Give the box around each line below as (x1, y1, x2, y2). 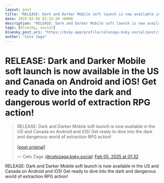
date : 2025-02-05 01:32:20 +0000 (5, 16, 73, 21)
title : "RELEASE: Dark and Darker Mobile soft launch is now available (5, 12, 154, 17)
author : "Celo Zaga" (5, 35, 47, 40)
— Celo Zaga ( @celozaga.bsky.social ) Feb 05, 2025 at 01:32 (17, 153, 139, 159)
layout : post (5, 7, 32, 12)
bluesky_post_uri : (5, 30, 42, 35)
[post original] (17, 144, 45, 150)
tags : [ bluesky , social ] (5, 25, 56, 30)
